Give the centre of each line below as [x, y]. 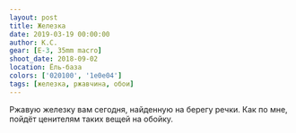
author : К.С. [34, 42]
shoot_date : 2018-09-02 [54, 59]
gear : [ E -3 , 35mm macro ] [56, 51]
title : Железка [38, 26]
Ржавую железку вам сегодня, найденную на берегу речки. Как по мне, [149, 109]
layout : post [34, 17]
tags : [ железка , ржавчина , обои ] [72, 84]
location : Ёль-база [46, 68]
